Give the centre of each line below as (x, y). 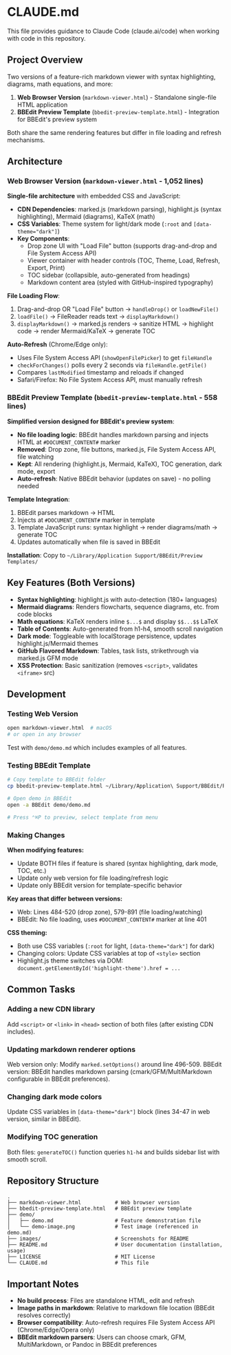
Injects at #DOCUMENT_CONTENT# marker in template (86, 520)
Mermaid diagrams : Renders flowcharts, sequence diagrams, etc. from (118, 607)
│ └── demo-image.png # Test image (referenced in (102, 1227)
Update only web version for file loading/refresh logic (93, 878)
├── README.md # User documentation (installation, (115, 1245)
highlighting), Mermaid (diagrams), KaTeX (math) (86, 217)
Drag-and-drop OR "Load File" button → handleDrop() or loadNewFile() (118, 309)
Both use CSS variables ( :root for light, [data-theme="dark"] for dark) (116, 946)
